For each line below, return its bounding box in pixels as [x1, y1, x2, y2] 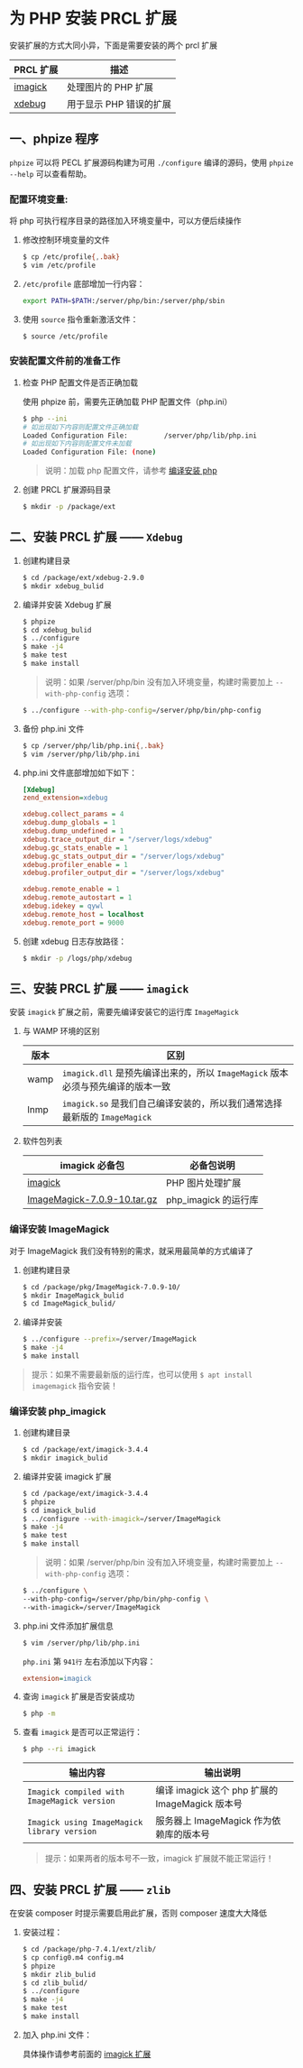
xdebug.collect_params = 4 [22, 809, 124, 819]
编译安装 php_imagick [9, 1405, 106, 1417]
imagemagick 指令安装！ [31, 1380, 119, 1390]
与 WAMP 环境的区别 [22, 1026, 100, 1037]
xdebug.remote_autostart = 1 [22, 893, 133, 902]
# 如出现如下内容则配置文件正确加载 [22, 422, 139, 431]
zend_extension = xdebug [22, 793, 108, 803]
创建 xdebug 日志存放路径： [22, 936, 127, 946]
